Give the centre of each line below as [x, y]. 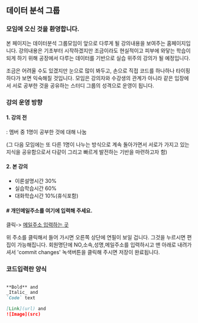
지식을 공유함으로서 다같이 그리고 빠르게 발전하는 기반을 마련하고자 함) [87, 152]
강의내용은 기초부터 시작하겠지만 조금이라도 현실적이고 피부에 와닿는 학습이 [105, 50]
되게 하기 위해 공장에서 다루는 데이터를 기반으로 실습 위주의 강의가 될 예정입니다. [98, 58]
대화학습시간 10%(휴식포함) [46, 196]
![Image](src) [24, 314]
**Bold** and [22, 287]
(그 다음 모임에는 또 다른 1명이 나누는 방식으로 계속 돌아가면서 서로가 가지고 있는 [98, 144]
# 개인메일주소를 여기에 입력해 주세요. [49, 210]
